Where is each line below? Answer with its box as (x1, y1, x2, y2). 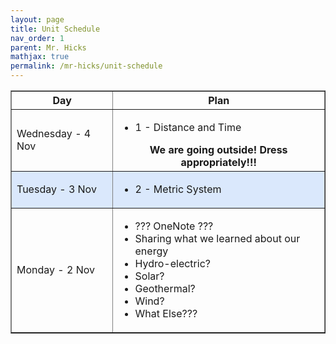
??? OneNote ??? (134, 219, 214, 233)
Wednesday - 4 (16, 127, 92, 140)
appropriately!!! (180, 156, 257, 169)
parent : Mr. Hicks (10, 42, 87, 53)
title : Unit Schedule (10, 24, 101, 34)
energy (134, 244, 169, 258)
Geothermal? (134, 282, 196, 295)
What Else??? (134, 307, 198, 320)
